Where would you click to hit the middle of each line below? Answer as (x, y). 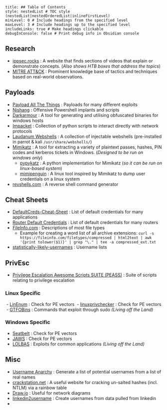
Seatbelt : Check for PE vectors (45, 333)
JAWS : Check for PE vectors (42, 338)
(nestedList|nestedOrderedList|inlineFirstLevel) (58, 16)
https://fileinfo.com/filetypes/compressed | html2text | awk (86, 238)
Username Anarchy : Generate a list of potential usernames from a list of (87, 371)
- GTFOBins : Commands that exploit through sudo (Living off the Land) (80, 309)
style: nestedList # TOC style (38, 11)
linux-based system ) (41, 168)
